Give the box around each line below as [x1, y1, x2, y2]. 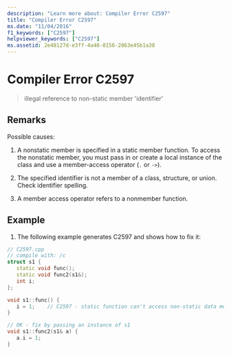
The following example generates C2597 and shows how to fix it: [16, 232, 201, 241]
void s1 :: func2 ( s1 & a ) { [7, 328, 78, 335]
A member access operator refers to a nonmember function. [16, 194, 188, 203]
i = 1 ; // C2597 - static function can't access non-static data [16, 303, 217, 310]
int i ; [16, 278, 36, 285]
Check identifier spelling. [16, 181, 88, 189]
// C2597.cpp [7, 245, 45, 253]
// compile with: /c [7, 252, 67, 259]
